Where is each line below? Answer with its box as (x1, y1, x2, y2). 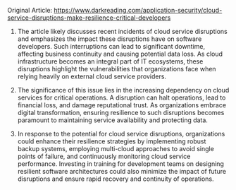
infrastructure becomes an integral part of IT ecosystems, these (17, 57, 204, 66)
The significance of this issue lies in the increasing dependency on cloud (17, 86, 230, 94)
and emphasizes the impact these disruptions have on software (17, 35, 202, 43)
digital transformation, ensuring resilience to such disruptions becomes (17, 109, 225, 117)
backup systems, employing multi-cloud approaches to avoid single (17, 145, 215, 153)
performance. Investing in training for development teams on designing (17, 160, 224, 168)
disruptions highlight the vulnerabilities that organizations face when (17, 65, 216, 73)
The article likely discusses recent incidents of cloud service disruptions (17, 28, 228, 35)
